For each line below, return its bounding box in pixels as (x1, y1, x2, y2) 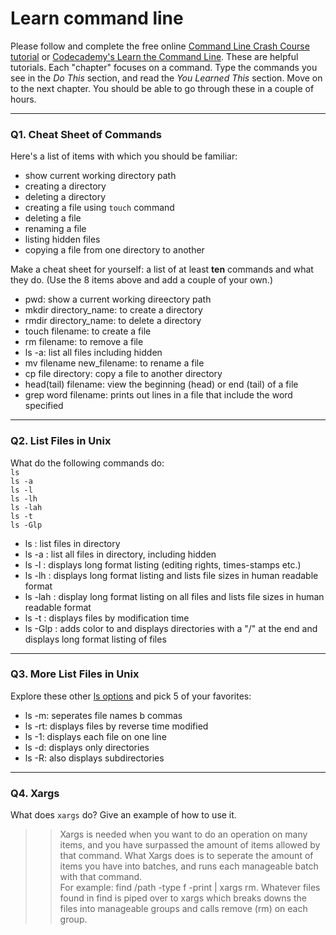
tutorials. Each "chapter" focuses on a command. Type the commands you (10, 61, 318, 73)
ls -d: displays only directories (24, 741, 150, 753)
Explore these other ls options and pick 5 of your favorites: (10, 690, 252, 702)
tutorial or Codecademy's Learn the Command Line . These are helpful (10, 50, 299, 62)
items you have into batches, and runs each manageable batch (59, 860, 319, 872)
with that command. (59, 871, 143, 883)
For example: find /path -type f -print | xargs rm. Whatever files (59, 882, 321, 894)
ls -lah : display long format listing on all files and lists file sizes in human (24, 590, 325, 602)
